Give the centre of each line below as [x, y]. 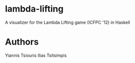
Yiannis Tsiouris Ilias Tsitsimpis [36, 55]
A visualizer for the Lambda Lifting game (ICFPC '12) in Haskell [67, 22]
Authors [22, 42]
